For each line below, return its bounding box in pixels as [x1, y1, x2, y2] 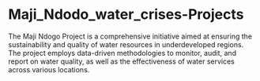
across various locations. [8, 64, 90, 74]
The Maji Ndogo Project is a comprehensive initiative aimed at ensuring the [8, 31, 253, 41]
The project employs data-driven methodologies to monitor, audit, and [8, 48, 237, 57]
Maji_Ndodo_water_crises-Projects [8, 6, 244, 24]
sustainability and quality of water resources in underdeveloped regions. [8, 39, 244, 49]
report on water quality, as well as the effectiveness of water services [8, 57, 236, 66]
